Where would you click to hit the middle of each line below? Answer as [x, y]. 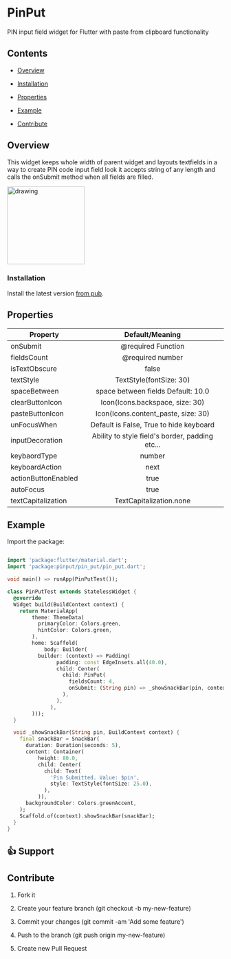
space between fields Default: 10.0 [153, 391]
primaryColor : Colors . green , [79, 624]
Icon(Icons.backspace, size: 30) [153, 402]
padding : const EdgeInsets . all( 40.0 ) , [112, 662]
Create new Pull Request [52, 948]
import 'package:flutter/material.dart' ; [67, 561]
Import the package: [36, 542]
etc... [152, 445]
